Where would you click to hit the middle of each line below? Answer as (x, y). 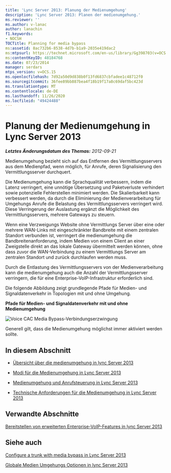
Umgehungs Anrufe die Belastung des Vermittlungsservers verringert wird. (84, 204)
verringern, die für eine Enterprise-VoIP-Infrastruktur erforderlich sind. (80, 278)
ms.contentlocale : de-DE (32, 91)
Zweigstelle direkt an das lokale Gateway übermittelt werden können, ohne (84, 246)
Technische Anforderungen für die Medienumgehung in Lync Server (85, 392)
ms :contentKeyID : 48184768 (34, 58)
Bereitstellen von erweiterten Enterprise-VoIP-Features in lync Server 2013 (84, 426)
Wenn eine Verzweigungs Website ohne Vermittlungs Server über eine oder (85, 225)
